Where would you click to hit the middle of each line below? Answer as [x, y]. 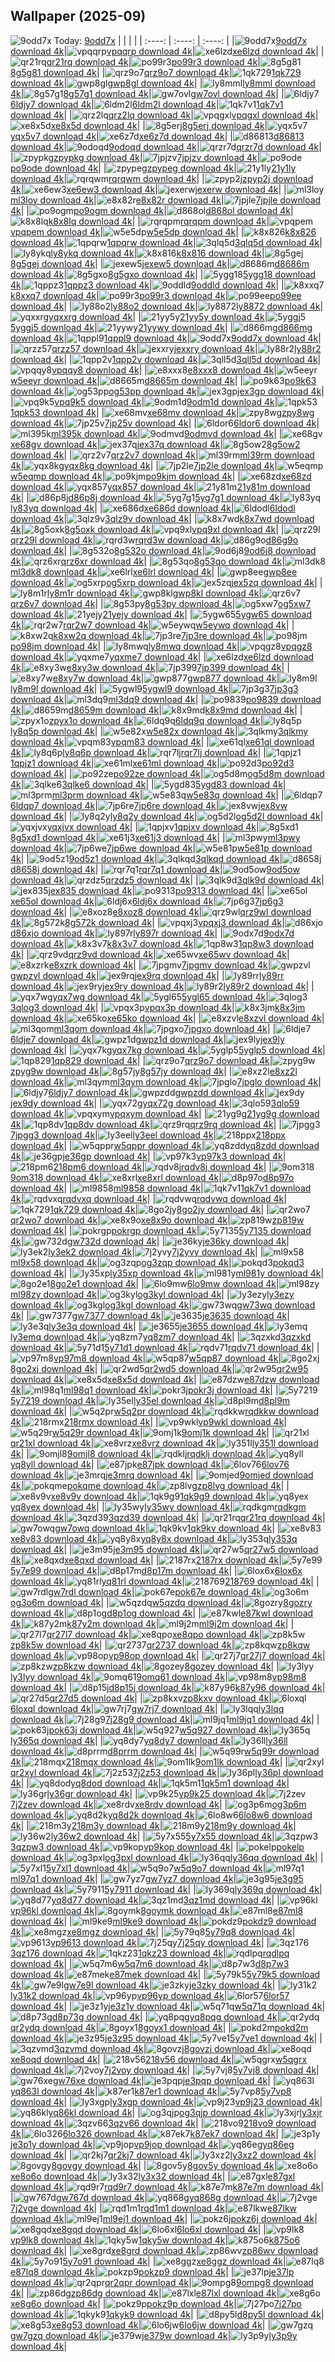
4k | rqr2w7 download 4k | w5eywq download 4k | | [152, 625]
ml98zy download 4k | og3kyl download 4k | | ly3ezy [152, 1294]
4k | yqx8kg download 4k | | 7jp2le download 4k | [144, 465]
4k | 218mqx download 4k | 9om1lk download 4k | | [149, 1761]
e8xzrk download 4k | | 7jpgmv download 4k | [160, 965]
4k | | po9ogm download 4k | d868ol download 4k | [152, 210]
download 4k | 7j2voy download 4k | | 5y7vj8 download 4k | [165, 2070]
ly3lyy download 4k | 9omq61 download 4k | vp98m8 [158, 1676]
